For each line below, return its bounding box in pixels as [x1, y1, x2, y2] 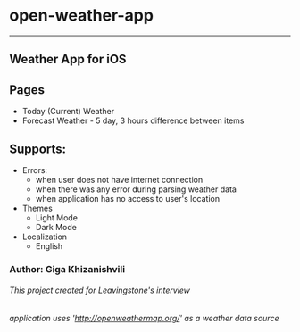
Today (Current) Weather [21, 106, 114, 117]
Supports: [9, 141, 67, 156]
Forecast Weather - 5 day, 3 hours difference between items [21, 115, 245, 126]
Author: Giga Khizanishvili [9, 262, 126, 275]
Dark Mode [35, 221, 78, 232]
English [35, 240, 63, 251]
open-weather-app [9, 5, 154, 26]
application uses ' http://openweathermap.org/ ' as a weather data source [9, 313, 279, 324]
